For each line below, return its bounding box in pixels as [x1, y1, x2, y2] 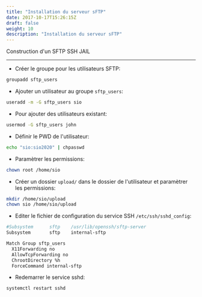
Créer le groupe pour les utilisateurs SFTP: [14, 65, 121, 72]
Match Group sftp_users [6, 240, 66, 246]
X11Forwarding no [11, 246, 55, 252]
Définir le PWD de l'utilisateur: [14, 133, 90, 140]
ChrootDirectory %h [11, 257, 61, 263]
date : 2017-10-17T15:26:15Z [6, 14, 77, 20]
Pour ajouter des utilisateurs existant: [14, 110, 107, 117]
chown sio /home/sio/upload [6, 201, 77, 208]
